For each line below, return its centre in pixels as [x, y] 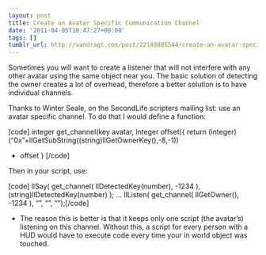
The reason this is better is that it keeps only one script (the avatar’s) [131, 219]
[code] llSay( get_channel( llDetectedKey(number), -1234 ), [104, 186]
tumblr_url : [28, 45]
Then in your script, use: [48, 171]
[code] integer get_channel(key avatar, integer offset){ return [108, 132]
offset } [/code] [44, 156]
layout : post [30, 15]
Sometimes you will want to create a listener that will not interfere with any [129, 67]
